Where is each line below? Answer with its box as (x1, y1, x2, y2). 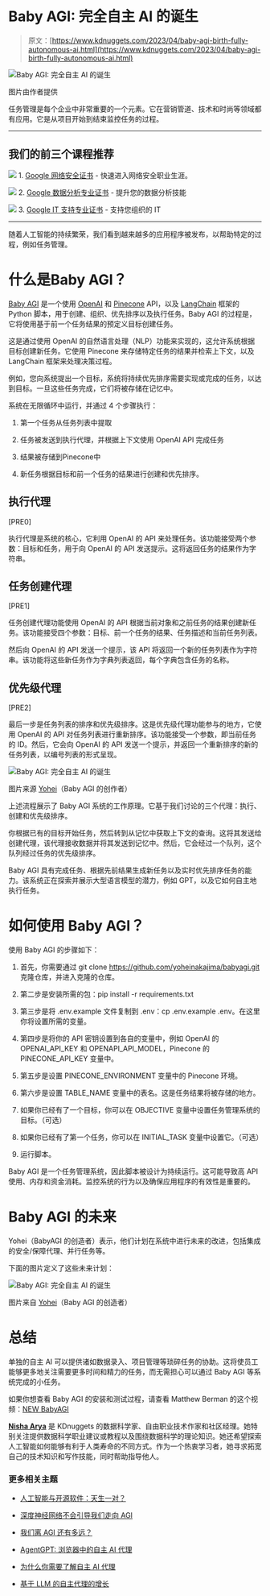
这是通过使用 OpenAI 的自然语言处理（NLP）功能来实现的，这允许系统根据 (8, 336, 256, 346)
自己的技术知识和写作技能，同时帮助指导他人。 (8, 1451, 163, 1461)
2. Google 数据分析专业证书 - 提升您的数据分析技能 (18, 187, 187, 197)
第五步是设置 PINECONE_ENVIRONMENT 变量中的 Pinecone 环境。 (19, 1071, 243, 1080)
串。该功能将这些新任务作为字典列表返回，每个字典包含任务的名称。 (8, 655, 234, 665)
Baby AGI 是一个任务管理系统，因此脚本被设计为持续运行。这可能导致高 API (8, 1167, 259, 1176)
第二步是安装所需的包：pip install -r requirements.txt (19, 989, 194, 999)
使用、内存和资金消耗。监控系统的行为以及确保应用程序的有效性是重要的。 (8, 1177, 255, 1187)
